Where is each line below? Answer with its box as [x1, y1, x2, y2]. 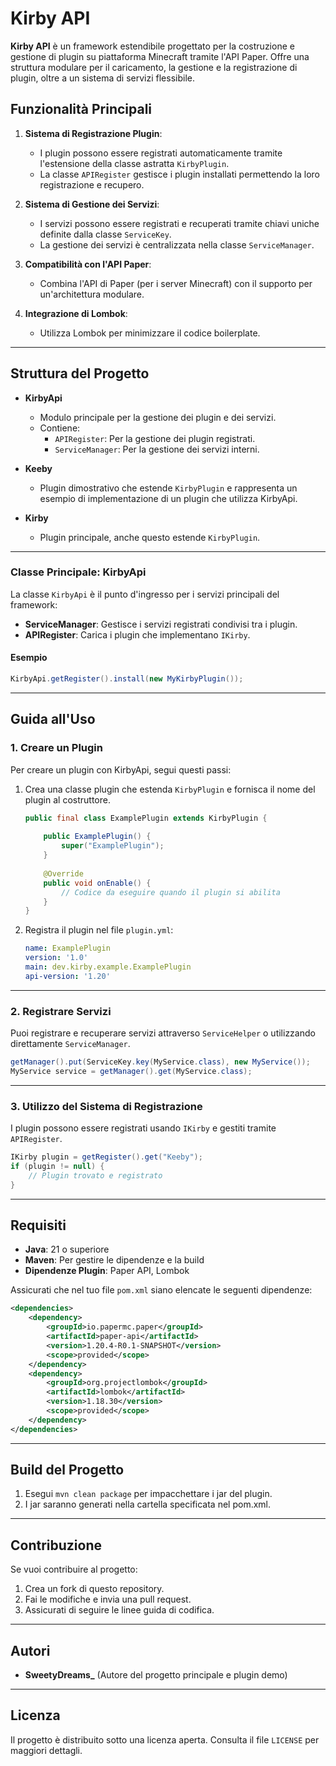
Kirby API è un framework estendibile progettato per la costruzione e [10, 40, 295, 52]
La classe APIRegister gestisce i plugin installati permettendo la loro [39, 168, 321, 180]
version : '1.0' [24, 953, 89, 963]
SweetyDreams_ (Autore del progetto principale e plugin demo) [24, 1669, 288, 1681]
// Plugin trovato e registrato [28, 1170, 163, 1181]
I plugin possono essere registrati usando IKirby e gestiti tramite [10, 1122, 277, 1134]
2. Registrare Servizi [10, 1004, 112, 1018]
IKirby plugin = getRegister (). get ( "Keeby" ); [10, 1152, 203, 1162]
